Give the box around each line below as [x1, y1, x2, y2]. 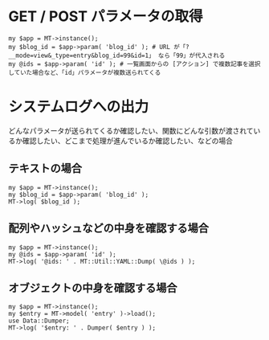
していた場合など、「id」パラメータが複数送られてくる [8, 68, 161, 76]
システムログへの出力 [8, 98, 149, 117]
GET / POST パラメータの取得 [8, 7, 203, 26]
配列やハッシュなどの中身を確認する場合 [8, 222, 209, 236]
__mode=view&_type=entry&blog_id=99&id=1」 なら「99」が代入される [8, 51, 226, 59]
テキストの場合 [8, 162, 83, 175]
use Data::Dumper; [8, 317, 70, 326]
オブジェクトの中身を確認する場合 [8, 281, 177, 294]
